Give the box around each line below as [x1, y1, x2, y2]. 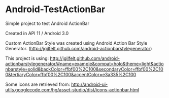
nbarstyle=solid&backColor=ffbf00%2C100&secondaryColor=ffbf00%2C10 [5, 66, 163, 72]
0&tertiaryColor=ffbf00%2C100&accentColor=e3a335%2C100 [5, 71, 137, 77]
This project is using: [5, 55, 49, 61]
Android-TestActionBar [5, 4, 106, 15]
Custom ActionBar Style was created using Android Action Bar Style [5, 40, 148, 46]
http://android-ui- [71, 81, 108, 87]
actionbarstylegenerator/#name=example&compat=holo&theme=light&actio [5, 60, 164, 67]
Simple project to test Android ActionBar [5, 20, 90, 26]
